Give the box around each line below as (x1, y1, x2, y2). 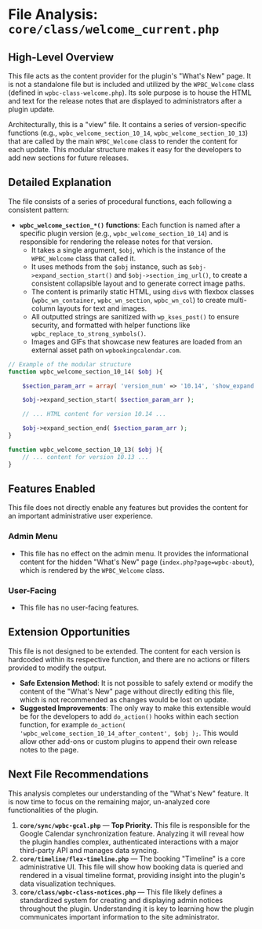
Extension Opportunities (8, 625, 131, 639)
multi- (227, 295, 247, 304)
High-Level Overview (8, 50, 115, 64)
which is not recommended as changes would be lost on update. (19, 694, 229, 704)
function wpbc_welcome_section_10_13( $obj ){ (8, 446, 163, 454)
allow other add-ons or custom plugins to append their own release (19, 736, 238, 746)
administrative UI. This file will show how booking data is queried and (19, 862, 244, 872)
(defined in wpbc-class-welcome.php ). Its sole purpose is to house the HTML (8, 88, 253, 97)
